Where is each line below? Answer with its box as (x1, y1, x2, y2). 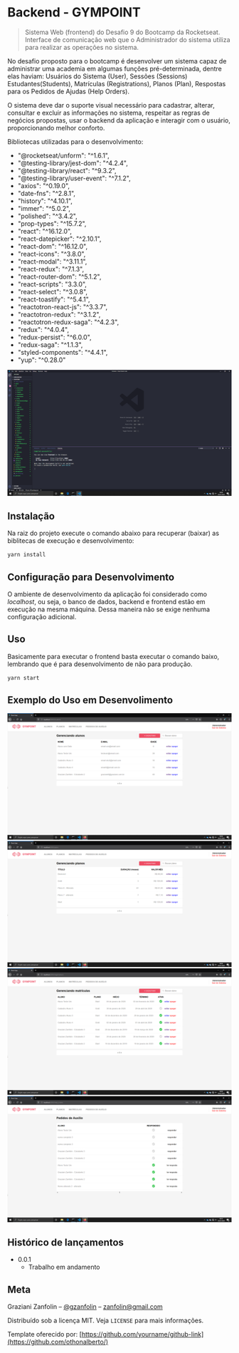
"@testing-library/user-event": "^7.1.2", (17, 174, 131, 182)
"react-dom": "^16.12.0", (17, 242, 87, 250)
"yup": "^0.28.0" (17, 356, 66, 364)
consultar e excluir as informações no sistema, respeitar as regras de (7, 108, 210, 117)
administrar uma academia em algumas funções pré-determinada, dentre (7, 64, 223, 73)
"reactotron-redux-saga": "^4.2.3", (17, 318, 119, 326)
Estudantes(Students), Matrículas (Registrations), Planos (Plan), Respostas (7, 79, 226, 88)
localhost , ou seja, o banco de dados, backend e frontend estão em (7, 597, 206, 606)
